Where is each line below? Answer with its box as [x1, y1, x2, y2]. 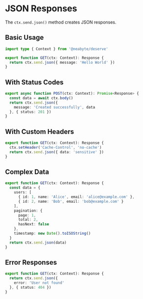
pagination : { [14, 208, 43, 213]
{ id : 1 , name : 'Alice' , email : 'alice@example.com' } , [18, 194, 135, 199]
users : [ [14, 190, 32, 195]
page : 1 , [18, 213, 36, 217]
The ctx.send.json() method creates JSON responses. [5, 19, 117, 25]
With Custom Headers [5, 127, 74, 136]
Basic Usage [5, 33, 44, 42]
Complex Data [5, 168, 49, 176]
